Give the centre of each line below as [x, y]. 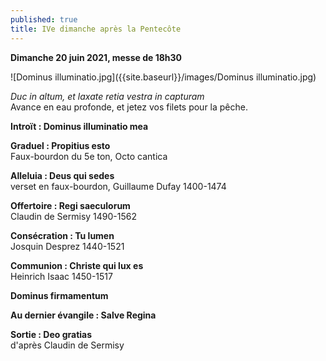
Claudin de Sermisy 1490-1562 [73, 216]
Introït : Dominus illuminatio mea [79, 126]
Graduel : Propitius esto [60, 145]
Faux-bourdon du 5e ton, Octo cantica [89, 156]
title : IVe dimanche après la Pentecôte [96, 29]
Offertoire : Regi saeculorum [70, 205]
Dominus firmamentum [59, 295]
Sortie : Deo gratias [51, 334]
